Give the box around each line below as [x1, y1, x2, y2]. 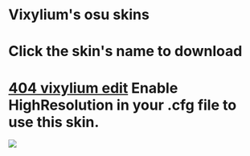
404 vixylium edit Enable [8, 78, 178, 97]
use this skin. [8, 113, 100, 131]
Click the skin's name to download [8, 42, 243, 61]
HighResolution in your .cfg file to [8, 96, 237, 114]
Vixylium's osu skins [8, 6, 150, 24]
